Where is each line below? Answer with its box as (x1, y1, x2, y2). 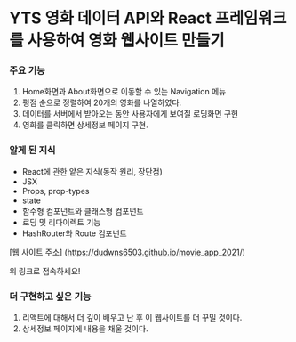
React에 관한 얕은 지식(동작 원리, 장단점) (21, 166, 163, 176)
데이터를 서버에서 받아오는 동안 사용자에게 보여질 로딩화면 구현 (21, 109, 238, 119)
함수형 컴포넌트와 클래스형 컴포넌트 (21, 206, 144, 216)
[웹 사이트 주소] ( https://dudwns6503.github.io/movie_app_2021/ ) (9, 247, 246, 257)
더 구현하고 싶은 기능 (9, 290, 92, 303)
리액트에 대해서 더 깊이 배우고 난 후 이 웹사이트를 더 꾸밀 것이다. (21, 313, 243, 323)
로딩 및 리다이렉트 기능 (21, 216, 101, 227)
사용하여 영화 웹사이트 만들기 (27, 30, 225, 51)
